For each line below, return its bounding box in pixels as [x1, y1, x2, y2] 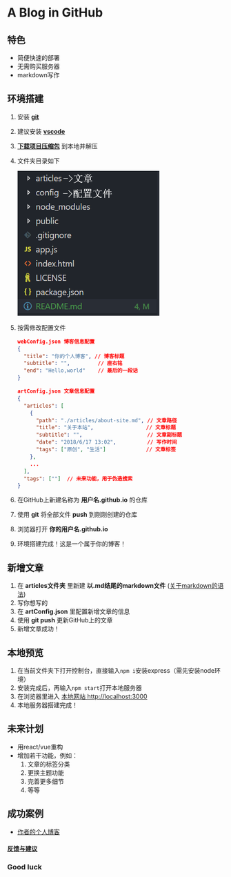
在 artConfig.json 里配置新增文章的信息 [17, 607, 130, 615]
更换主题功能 [27, 768, 64, 777]
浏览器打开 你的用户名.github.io [17, 525, 108, 533]
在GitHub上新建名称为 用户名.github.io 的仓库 [17, 495, 148, 504]
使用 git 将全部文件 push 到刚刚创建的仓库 [17, 511, 138, 519]
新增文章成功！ [17, 624, 60, 633]
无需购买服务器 [17, 62, 60, 70]
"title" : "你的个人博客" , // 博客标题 [23, 353, 125, 359]
